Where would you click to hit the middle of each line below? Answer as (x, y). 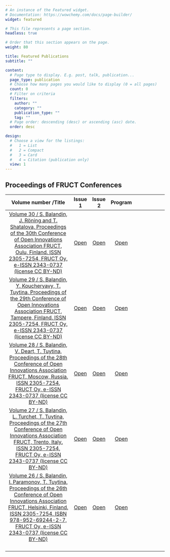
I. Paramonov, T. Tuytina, (38, 482)
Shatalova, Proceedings (38, 226)
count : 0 (19, 89)
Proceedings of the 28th (38, 357)
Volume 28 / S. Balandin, (38, 345)
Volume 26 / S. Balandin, (38, 475)
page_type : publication (35, 80)
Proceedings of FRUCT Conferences (64, 185)
